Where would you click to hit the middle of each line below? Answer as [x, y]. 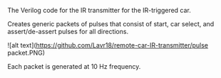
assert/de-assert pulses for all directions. [68, 32]
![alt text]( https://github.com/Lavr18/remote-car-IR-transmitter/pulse [108, 45]
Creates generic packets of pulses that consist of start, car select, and [111, 24]
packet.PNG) [26, 53]
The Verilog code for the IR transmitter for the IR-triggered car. [99, 10]
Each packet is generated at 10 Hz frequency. [74, 66]
